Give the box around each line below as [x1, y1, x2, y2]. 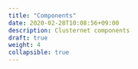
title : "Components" [8, 11, 77, 20]
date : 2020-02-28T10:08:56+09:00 [8, 19, 120, 27]
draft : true [8, 33, 48, 42]
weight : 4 [8, 41, 41, 49]
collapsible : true [8, 48, 69, 56]
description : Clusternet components [8, 26, 130, 34]
